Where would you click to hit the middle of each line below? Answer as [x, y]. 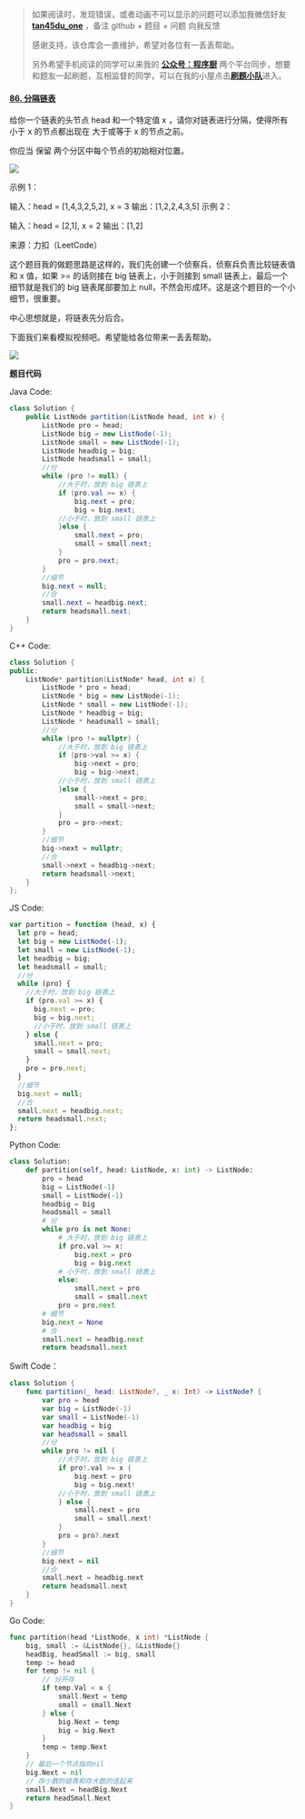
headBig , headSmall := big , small [91, 1654]
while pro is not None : [87, 1230]
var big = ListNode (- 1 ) [87, 1409]
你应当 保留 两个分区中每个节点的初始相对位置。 [99, 151]
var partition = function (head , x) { [83, 925]
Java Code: [31, 392]
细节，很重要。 [37, 298]
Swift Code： [34, 1366]
